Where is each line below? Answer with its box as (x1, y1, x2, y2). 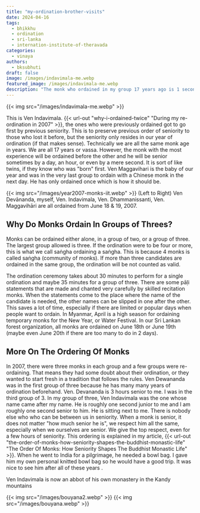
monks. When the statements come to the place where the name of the (6, 291, 180, 299)
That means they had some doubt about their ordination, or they (32, 368, 189, 376)
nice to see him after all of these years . (6, 464, 103, 471)
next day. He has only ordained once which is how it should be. (6, 177, 161, 185)
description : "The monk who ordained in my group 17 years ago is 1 (6, 87, 180, 93)
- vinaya (11, 53, 33, 59)
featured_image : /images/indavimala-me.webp (6, 81, 118, 87)
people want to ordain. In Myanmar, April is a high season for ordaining (6, 310, 180, 317)
